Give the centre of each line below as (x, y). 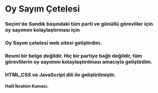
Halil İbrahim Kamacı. (27, 86)
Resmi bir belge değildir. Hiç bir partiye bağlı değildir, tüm (74, 55)
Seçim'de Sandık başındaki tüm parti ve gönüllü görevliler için (79, 24)
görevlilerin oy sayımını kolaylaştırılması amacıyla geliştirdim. (79, 62)
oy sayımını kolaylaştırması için (43, 30)
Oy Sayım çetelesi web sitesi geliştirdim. (54, 43)
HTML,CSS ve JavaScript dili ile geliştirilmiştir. (60, 75)
